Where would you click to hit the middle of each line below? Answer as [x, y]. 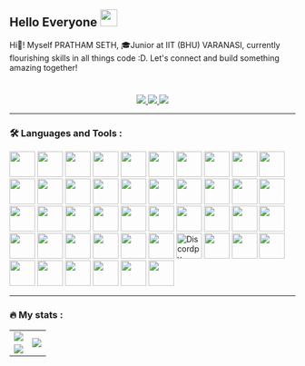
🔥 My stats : [36, 315]
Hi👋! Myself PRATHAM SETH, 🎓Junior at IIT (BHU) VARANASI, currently [145, 45]
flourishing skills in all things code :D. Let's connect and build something [144, 58]
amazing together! [44, 67]
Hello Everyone [54, 22]
